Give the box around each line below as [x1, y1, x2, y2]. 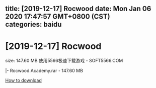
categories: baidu [5, 20, 62, 29]
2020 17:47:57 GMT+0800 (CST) [5, 13, 110, 21]
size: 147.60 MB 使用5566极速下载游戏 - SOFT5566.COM [5, 58, 123, 64]
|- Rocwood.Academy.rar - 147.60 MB [5, 68, 83, 74]
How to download [5, 77, 42, 83]
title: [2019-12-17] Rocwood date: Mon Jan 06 [5, 5, 151, 13]
